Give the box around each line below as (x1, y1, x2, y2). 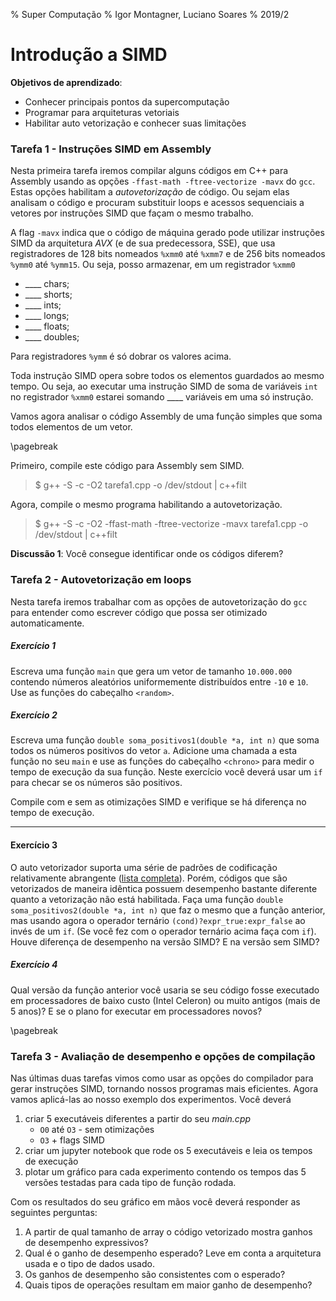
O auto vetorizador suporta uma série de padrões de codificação (10, 861, 278, 873)
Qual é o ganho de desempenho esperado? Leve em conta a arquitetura (24, 1247, 322, 1259)
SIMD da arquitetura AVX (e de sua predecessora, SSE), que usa (10, 237, 276, 249)
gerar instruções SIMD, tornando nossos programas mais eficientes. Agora (10, 1082, 319, 1094)
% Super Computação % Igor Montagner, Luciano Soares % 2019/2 (10, 9, 290, 20)
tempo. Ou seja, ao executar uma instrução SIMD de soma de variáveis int (10, 380, 318, 393)
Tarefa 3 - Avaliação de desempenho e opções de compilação (10, 1049, 316, 1063)
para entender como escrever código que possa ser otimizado (10, 606, 268, 618)
